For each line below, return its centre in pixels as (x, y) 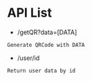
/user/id (28, 58)
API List (29, 13)
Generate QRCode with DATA (46, 45)
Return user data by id (42, 71)
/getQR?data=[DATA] (47, 32)
